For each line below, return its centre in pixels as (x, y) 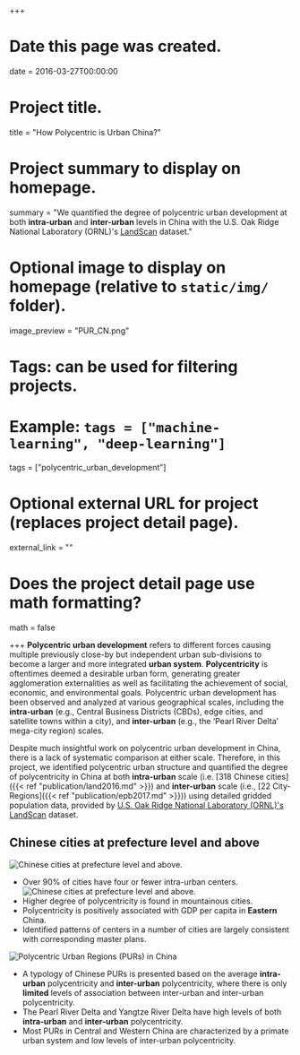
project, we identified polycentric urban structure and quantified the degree (149, 766)
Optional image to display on (118, 268)
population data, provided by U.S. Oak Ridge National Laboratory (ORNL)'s (146, 805)
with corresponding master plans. (84, 938)
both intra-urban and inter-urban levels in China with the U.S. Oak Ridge (144, 221)
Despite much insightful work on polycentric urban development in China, (145, 748)
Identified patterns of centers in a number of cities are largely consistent (155, 930)
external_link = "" (41, 547)
